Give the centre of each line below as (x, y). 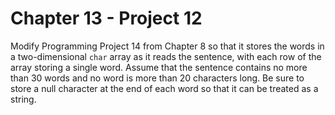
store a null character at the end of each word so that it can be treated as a (164, 88)
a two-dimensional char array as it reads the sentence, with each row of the (166, 56)
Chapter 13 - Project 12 (106, 18)
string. (23, 99)
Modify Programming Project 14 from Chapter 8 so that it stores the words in (167, 46)
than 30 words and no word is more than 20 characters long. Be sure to (157, 78)
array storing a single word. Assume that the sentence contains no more (159, 67)
